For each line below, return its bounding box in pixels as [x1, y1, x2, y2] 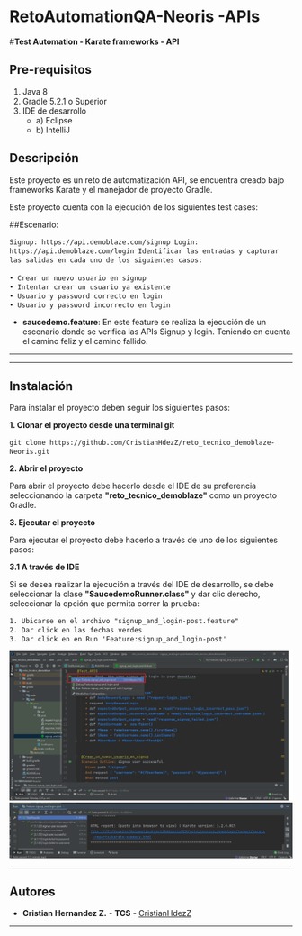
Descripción [9, 150, 79, 166]
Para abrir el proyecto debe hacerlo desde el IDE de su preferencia [9, 480, 257, 492]
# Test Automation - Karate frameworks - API [9, 36, 180, 47]
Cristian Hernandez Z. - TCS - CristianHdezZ [22, 908, 192, 919]
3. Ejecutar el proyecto [9, 517, 96, 528]
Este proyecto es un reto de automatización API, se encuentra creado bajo [9, 174, 285, 186]
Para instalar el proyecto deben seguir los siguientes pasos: [9, 403, 231, 413]
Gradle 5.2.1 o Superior [22, 95, 108, 106]
